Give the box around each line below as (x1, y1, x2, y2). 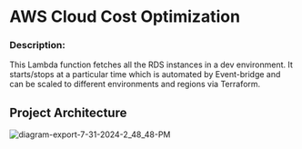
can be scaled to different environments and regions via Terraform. (9, 79, 261, 90)
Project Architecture (9, 104, 127, 120)
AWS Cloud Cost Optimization (9, 6, 241, 27)
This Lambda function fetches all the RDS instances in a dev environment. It (9, 59, 294, 70)
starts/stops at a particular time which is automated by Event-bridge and (9, 69, 281, 80)
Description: (9, 39, 65, 52)
